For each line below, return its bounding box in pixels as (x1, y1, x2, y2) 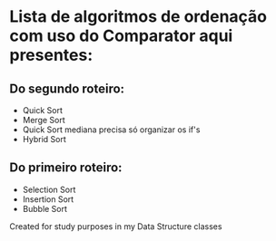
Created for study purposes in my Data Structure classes (9, 220, 222, 232)
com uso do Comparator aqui (9, 25, 233, 46)
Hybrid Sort (22, 134, 66, 144)
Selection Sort (22, 184, 76, 195)
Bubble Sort (22, 203, 68, 214)
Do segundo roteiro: (9, 81, 125, 96)
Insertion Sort (22, 193, 74, 205)
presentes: (9, 45, 94, 65)
